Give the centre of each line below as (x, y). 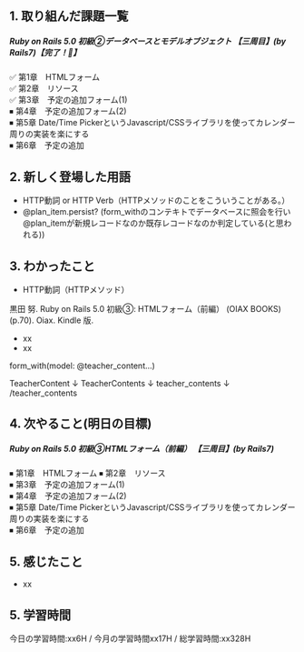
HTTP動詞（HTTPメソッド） (76, 289)
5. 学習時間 (40, 615)
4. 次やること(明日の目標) (81, 424)
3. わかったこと (52, 266)
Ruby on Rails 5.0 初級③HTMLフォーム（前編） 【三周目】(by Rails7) (142, 448)
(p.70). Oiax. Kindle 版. (52, 320)
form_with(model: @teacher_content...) (83, 366)
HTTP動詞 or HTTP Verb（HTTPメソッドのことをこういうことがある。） (156, 201)
